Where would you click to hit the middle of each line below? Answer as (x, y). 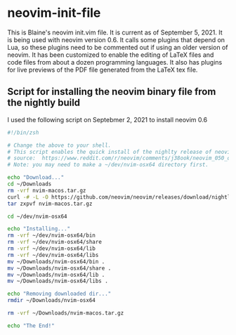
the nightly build (44, 103)
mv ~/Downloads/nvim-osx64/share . (59, 268)
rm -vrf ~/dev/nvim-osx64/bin (52, 236)
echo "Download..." (36, 178)
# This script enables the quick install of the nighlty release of (110, 152)
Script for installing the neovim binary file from (112, 92)
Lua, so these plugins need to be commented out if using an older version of (118, 47)
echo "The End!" (31, 326)
